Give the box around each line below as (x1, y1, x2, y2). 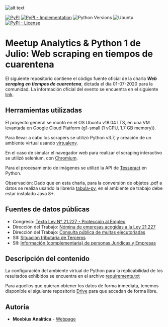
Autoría (5, 302, 29, 311)
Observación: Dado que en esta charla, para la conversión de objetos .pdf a (5, 180, 162, 186)
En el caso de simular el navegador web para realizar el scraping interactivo (5, 149, 162, 155)
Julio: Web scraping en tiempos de (5, 48, 153, 60)
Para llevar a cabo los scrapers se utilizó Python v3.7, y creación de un (5, 134, 152, 140)
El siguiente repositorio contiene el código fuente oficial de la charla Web (5, 75, 157, 81)
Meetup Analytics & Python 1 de (5, 38, 141, 49)
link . (5, 91, 14, 98)
